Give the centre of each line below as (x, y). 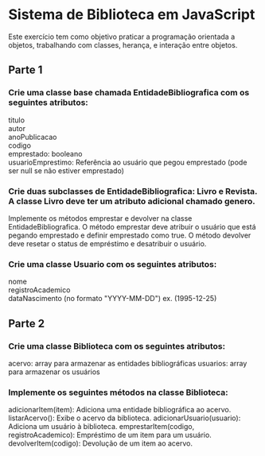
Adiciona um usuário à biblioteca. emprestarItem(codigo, (101, 427)
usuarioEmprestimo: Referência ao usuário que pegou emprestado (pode (128, 162)
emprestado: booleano (45, 153)
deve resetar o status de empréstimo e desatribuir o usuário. (107, 243)
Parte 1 (25, 70)
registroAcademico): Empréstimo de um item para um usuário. (110, 435)
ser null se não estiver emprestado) (66, 170)
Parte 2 (27, 323)
